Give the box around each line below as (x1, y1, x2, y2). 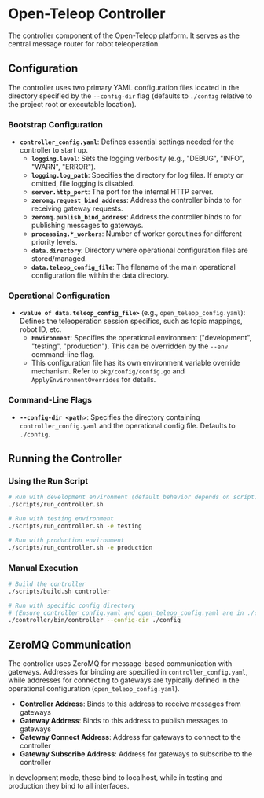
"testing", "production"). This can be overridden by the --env (31, 341, 229, 351)
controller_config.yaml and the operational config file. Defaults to (19, 421, 236, 430)
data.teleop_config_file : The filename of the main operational (31, 263, 236, 272)
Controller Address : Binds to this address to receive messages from (19, 699, 241, 708)
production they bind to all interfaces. (8, 781, 130, 791)
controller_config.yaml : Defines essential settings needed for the (19, 137, 234, 146)
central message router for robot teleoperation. (8, 39, 161, 48)
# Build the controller (8, 579, 86, 588)
